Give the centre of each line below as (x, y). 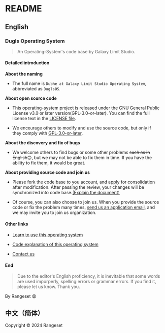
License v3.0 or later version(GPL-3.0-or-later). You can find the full (81, 113)
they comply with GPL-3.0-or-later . (48, 133)
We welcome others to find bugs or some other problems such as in (81, 152)
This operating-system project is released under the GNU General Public (86, 108)
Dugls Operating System (35, 41)
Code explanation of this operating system (55, 245)
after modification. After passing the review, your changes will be (78, 187)
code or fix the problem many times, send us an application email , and (83, 208)
